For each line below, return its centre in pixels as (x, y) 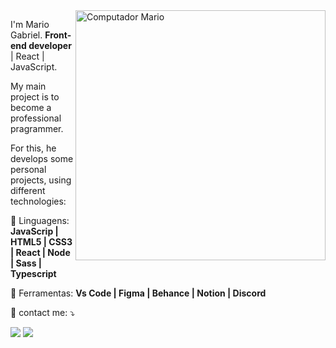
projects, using (41, 180)
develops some (42, 158)
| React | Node (40, 252)
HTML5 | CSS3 (41, 242)
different (28, 190)
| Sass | (26, 263)
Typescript (33, 273)
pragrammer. (37, 128)
